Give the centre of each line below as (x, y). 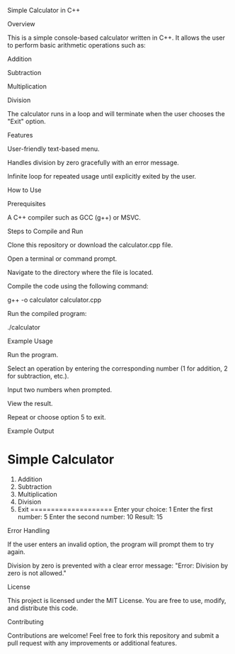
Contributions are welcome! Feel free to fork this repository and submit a (113, 635)
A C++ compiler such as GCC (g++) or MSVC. (74, 218)
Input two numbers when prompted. (60, 390)
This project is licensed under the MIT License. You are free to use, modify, (117, 600)
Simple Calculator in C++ (44, 10)
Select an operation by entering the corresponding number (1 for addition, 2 (117, 368)
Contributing (25, 621)
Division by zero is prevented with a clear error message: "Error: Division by (118, 565)
